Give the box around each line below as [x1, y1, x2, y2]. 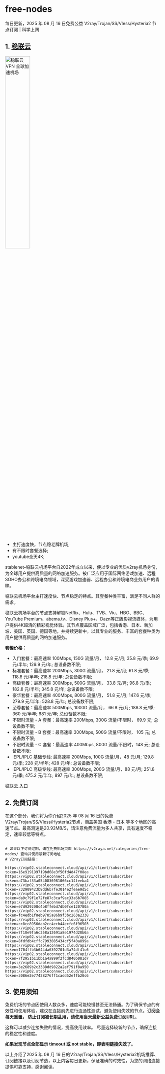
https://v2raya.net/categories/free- [73, 846, 151, 851]
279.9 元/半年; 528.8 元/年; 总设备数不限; [12, 698, 95, 704]
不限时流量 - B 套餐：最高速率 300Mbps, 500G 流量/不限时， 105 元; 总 [12, 729, 156, 735]
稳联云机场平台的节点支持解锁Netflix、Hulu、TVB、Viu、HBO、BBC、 [5, 610, 147, 616]
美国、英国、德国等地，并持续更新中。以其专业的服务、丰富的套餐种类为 [13, 628, 160, 634]
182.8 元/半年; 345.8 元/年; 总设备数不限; [12, 686, 94, 692]
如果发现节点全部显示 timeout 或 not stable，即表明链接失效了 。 [5, 1041, 136, 1047]
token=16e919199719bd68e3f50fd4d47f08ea [5, 869, 89, 874]
